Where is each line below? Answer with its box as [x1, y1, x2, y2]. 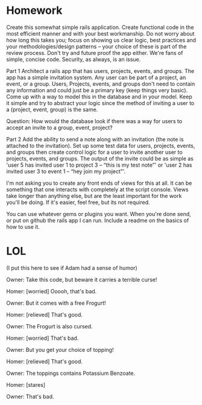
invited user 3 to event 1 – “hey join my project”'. [6, 167, 126, 175]
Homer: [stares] [6, 381, 46, 388]
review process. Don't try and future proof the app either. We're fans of [6, 49, 183, 56]
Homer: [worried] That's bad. [6, 334, 79, 342]
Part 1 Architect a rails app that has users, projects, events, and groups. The [6, 67, 195, 74]
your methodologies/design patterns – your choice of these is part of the [6, 43, 187, 50]
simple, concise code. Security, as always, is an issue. [6, 56, 141, 63]
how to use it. [6, 223, 40, 230]
